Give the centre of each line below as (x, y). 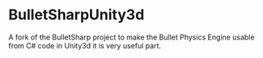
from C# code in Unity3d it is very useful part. (85, 45)
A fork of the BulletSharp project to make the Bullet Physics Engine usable (131, 37)
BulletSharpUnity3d (76, 15)
